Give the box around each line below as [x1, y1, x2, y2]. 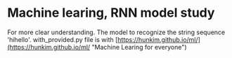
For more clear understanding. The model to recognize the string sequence [7, 28, 226, 36]
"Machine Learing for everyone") [91, 43, 188, 51]
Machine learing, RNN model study [7, 5, 215, 21]
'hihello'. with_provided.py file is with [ [7, 35, 118, 43]
